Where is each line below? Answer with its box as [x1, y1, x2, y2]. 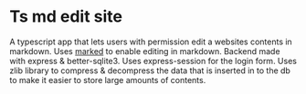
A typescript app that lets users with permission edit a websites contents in [9, 36, 292, 47]
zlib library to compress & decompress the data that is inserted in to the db [9, 65, 290, 76]
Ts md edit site [9, 6, 123, 27]
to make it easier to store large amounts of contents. [9, 74, 206, 85]
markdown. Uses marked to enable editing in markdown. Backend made [9, 45, 280, 56]
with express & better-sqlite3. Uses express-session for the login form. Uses [9, 55, 297, 66]
